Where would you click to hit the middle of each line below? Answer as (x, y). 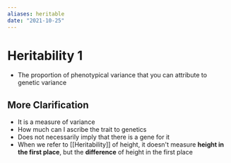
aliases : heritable (36, 14)
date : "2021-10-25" (36, 21)
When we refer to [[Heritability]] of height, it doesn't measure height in (121, 145)
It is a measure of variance (56, 122)
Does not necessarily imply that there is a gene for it (94, 137)
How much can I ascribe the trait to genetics (82, 130)
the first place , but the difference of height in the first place (105, 152)
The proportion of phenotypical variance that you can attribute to (112, 75)
